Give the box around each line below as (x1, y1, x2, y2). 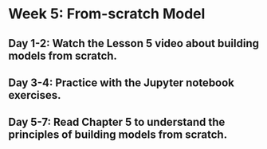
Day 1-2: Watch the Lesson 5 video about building (8, 37, 259, 50)
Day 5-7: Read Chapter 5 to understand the (8, 116, 226, 129)
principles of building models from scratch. (8, 128, 228, 142)
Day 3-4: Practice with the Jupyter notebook (8, 76, 235, 89)
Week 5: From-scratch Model (8, 5, 206, 23)
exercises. (8, 88, 61, 102)
